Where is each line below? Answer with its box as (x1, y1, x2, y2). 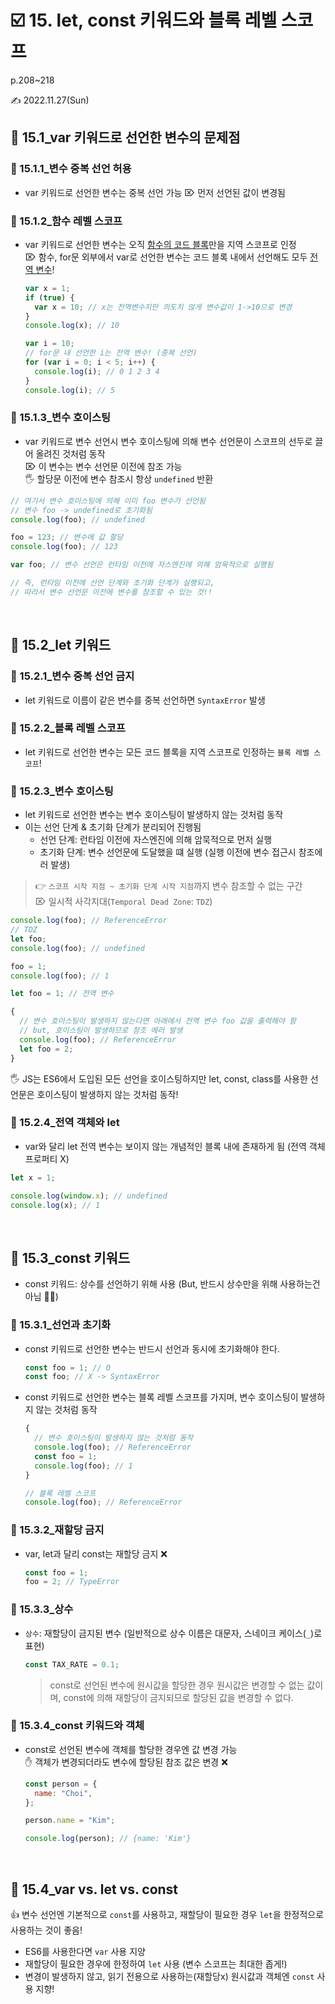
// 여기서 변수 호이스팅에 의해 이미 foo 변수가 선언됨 (10, 496, 206, 506)
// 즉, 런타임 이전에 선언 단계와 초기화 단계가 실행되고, (10, 578, 215, 588)
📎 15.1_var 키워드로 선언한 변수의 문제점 (10, 129, 241, 146)
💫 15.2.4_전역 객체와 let (10, 1116, 120, 1130)
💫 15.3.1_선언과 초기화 (10, 1318, 112, 1332)
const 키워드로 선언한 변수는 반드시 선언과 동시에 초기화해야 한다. (24, 1342, 280, 1355)
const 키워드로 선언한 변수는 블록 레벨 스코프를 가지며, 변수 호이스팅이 (24, 1391, 299, 1403)
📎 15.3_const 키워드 (10, 1249, 131, 1266)
